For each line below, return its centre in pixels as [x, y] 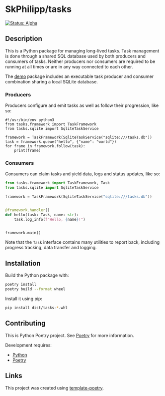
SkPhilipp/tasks [39, 9]
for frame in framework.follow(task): [45, 146]
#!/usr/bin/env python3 [30, 120]
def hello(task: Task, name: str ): [42, 215]
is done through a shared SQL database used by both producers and [75, 56]
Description [24, 39]
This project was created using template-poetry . [55, 388]
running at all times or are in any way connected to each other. [69, 66]
